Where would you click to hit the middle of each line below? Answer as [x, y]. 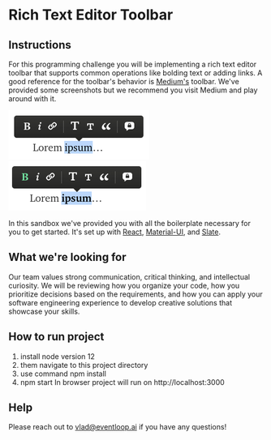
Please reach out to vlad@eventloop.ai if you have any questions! [118, 427]
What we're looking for [67, 257]
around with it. [32, 98]
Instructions [40, 45]
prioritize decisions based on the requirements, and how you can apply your [136, 294]
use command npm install [63, 374]
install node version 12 [58, 356]
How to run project [56, 337]
